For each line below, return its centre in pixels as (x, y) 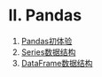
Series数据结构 (48, 52)
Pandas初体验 (47, 41)
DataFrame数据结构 (57, 63)
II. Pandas (45, 15)
